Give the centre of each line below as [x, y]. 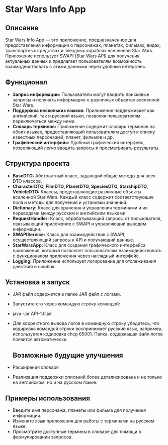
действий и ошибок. [34, 266]
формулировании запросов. [43, 437]
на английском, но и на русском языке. [55, 382]
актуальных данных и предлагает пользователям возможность [74, 61]
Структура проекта [37, 163]
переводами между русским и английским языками [69, 213]
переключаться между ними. [44, 121]
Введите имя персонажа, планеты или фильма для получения [79, 410]
